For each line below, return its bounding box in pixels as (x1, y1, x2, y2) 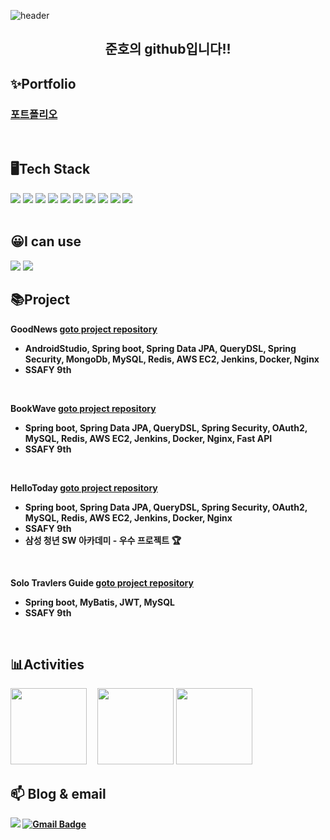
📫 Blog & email (10, 785, 107, 802)
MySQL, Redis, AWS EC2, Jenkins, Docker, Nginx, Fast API (24, 432, 273, 444)
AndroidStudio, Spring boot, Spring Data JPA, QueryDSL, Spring (24, 342, 297, 354)
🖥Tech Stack (10, 161, 91, 178)
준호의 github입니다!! (104, 41, 232, 58)
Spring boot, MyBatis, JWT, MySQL (24, 596, 175, 608)
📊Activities (10, 656, 85, 673)
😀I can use (10, 233, 82, 250)
